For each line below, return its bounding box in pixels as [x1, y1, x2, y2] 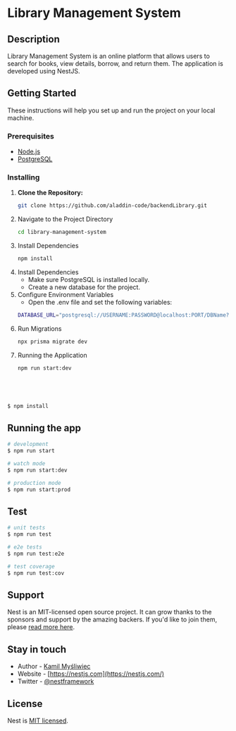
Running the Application [17, 351, 87, 359]
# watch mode [7, 460, 46, 467]
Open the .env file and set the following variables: [27, 298, 173, 307]
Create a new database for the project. [27, 283, 141, 291]
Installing [7, 172, 40, 182]
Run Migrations [17, 324, 62, 333]
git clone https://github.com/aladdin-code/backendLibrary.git [17, 202, 208, 209]
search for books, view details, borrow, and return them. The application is [7, 59, 223, 68]
